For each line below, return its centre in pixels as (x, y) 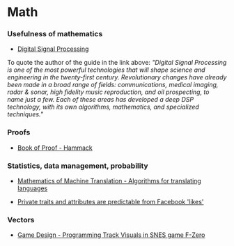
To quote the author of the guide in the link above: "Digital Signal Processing (117, 63)
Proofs (19, 132)
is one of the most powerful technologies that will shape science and (106, 70)
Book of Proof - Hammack (55, 148)
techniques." (25, 114)
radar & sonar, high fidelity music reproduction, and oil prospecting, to (108, 92)
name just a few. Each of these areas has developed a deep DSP (100, 100)
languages (32, 188)
